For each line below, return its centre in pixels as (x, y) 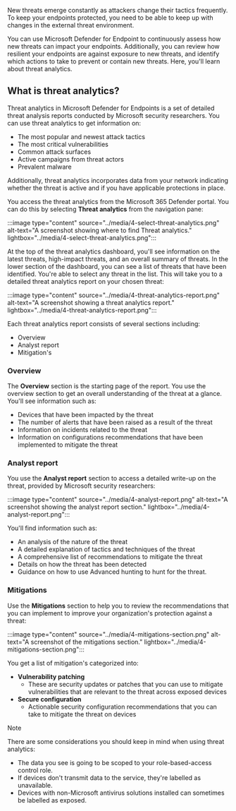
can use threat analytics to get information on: (74, 123)
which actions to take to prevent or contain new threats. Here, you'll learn (114, 61)
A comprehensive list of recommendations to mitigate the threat (110, 557)
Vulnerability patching (51, 676)
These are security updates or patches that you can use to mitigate (125, 684)
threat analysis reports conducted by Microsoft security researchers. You (113, 115)
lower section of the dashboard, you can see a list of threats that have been (117, 266)
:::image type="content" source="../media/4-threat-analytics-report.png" (114, 295)
